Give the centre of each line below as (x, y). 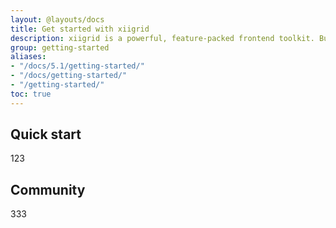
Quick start (46, 134)
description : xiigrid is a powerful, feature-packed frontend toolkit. (162, 38)
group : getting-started (60, 47)
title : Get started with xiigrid (80, 29)
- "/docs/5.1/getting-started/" (77, 66)
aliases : (28, 57)
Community (48, 189)
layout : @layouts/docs (57, 19)
